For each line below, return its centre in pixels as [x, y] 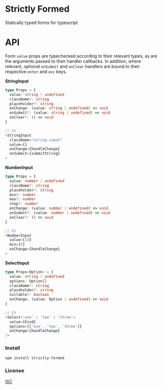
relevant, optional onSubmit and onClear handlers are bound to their [73, 66]
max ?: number [23, 199]
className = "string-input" [36, 140]
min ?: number [23, 194]
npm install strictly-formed [35, 358]
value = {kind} [23, 322]
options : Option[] [28, 281]
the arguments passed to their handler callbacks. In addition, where [73, 61]
